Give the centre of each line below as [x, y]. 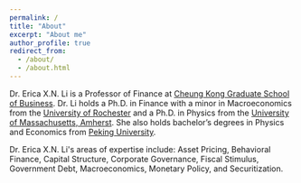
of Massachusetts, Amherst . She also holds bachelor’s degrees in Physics [147, 122]
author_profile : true [50, 43]
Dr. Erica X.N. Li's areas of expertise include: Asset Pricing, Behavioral [140, 149]
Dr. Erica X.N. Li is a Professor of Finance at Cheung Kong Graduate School [150, 93]
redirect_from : [38, 51]
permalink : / [34, 18]
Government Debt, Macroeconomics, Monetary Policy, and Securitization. [146, 169]
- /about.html [44, 69]
